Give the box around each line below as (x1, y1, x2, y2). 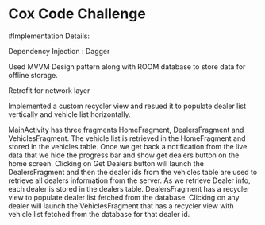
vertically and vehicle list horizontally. (8, 109, 131, 119)
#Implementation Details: (8, 31, 90, 41)
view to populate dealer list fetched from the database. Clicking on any (8, 192, 240, 202)
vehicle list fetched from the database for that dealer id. (8, 209, 190, 219)
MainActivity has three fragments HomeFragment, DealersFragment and (8, 125, 244, 134)
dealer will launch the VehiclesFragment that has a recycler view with (8, 200, 234, 211)
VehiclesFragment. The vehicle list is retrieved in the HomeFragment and (8, 133, 246, 143)
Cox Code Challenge (8, 5, 147, 23)
